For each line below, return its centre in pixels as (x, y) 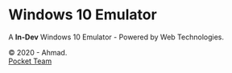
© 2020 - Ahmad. (38, 52)
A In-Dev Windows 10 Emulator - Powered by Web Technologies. (116, 37)
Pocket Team (30, 61)
